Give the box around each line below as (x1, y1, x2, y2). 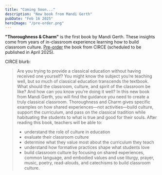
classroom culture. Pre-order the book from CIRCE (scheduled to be (5, 44, 142, 50)
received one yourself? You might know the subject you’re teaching (17, 73, 152, 79)
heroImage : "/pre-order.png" (5, 20, 64, 26)
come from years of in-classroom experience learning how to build (5, 39, 139, 45)
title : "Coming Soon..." (5, 7, 55, 12)
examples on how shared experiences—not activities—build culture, (17, 104, 154, 110)
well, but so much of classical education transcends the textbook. (17, 79, 149, 84)
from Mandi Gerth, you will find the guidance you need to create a (17, 94, 149, 100)
